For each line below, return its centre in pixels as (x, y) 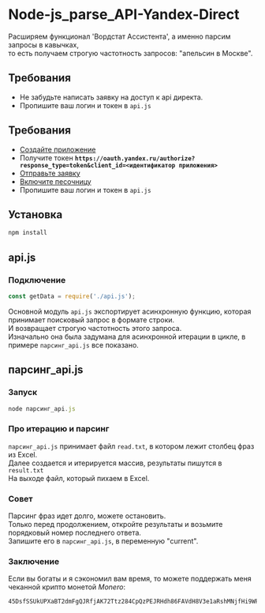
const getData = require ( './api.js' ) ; (72, 296)
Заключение (34, 561)
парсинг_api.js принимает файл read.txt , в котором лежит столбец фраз (131, 446)
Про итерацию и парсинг (59, 429)
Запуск (23, 393)
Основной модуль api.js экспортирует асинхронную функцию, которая (130, 311)
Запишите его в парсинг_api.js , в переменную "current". (103, 541)
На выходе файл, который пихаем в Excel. (79, 478)
